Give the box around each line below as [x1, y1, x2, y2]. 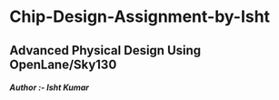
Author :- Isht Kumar [9, 82, 89, 93]
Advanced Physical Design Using [9, 43, 202, 58]
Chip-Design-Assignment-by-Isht [9, 6, 271, 27]
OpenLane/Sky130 [9, 56, 117, 72]
